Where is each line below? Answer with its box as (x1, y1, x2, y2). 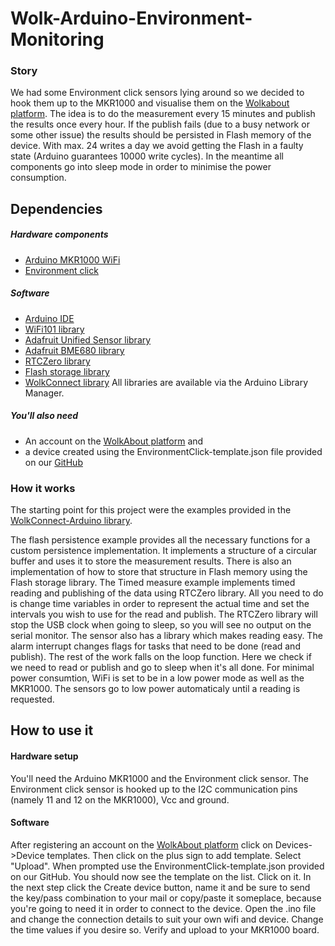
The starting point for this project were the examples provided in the (10, 504, 292, 516)
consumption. (10, 172, 67, 184)
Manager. (24, 387, 65, 399)
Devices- (274, 838, 313, 851)
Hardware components (10, 228, 109, 241)
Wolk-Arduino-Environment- (10, 7, 253, 30)
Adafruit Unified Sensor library (24, 333, 152, 346)
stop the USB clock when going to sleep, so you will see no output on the (10, 619, 312, 631)
